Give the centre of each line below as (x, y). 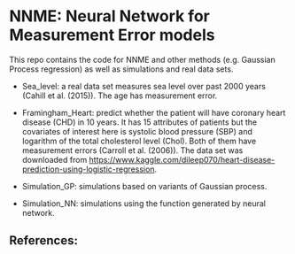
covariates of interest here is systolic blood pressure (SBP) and (137, 131)
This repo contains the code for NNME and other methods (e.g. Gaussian (143, 59)
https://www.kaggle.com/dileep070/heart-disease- (182, 159)
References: (43, 241)
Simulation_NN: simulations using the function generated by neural (144, 203)
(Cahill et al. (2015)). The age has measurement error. (120, 96)
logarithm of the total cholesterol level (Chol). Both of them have (139, 141)
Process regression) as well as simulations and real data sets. (121, 69)
